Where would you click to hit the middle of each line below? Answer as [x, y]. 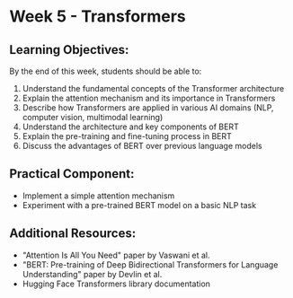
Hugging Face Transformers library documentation [116, 284]
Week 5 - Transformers [98, 17]
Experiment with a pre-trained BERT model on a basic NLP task [139, 205]
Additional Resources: [73, 234]
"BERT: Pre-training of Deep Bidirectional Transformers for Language [150, 264]
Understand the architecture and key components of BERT [131, 127]
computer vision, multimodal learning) [93, 117]
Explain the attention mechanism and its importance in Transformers [149, 98]
